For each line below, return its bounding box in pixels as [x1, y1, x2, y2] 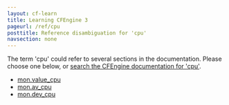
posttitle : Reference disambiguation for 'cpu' [7, 29, 147, 37]
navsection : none [7, 36, 57, 43]
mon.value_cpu [17, 75, 61, 84]
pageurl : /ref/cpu [7, 23, 60, 30]
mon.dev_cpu [17, 90, 56, 99]
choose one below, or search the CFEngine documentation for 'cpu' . [7, 62, 202, 70]
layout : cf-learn [7, 10, 57, 17]
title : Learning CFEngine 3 [7, 17, 89, 23]
